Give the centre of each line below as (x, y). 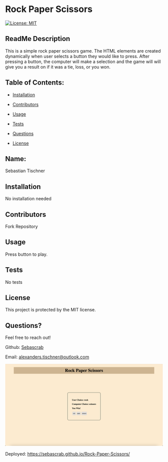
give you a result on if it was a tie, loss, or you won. (58, 67)
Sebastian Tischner (25, 171)
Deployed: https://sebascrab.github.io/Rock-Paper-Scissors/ (67, 454)
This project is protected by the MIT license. (50, 310)
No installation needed (28, 199)
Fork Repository (22, 226)
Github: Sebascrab (24, 347)
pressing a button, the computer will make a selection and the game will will (83, 62)
